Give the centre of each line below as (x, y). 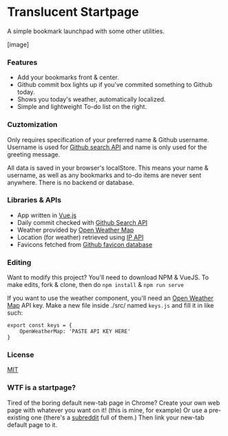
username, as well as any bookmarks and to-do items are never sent (104, 175)
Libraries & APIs (34, 200)
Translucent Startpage (73, 12)
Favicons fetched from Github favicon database (85, 244)
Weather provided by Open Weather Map (75, 230)
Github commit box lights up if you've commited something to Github (115, 85)
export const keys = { (40, 326)
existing (18, 417)
